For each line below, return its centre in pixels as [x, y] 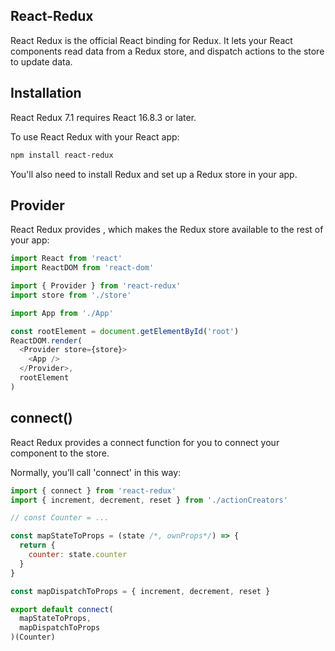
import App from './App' [62, 313]
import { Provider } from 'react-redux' [96, 286]
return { [37, 545]
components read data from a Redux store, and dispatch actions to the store [167, 51]
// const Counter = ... [60, 518]
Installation [46, 93]
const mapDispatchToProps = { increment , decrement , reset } [140, 591]
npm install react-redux [62, 155]
